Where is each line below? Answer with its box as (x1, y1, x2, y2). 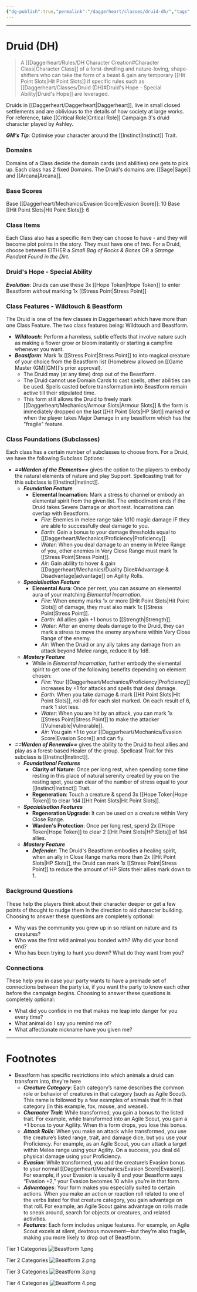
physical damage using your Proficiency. (23, 1153, 122, 1160)
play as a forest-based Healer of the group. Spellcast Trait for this (14, 747, 174, 754)
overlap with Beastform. (32, 510, 90, 517)
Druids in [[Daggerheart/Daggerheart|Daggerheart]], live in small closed (6, 101, 181, 109)
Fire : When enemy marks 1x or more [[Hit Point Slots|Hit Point (40, 597, 189, 604)
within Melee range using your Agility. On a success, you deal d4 (23, 1146, 181, 1153)
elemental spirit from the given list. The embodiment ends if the (32, 497, 186, 504)
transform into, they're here (14, 1077, 81, 1085)
